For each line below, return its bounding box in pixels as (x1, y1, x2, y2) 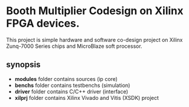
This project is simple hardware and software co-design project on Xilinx (6, 36, 183, 43)
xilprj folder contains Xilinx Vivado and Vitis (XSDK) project (14, 94, 159, 101)
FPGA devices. (6, 17, 80, 30)
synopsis (6, 60, 41, 70)
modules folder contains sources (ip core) (14, 75, 118, 82)
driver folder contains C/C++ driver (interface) (14, 87, 129, 95)
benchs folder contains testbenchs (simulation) (14, 82, 131, 89)
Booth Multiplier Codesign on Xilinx (6, 4, 184, 18)
